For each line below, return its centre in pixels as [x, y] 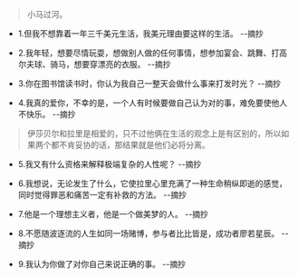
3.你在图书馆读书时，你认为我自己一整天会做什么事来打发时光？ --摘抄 [149, 84]
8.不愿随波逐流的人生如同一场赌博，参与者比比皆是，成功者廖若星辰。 [149, 233]
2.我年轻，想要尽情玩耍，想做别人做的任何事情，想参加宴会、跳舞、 [144, 53]
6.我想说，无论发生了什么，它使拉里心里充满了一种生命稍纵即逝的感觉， [153, 184]
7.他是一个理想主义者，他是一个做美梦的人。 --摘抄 [113, 214]
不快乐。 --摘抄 [47, 114]
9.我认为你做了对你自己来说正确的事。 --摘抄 [101, 264]
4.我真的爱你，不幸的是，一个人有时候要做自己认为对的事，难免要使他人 [153, 103]
